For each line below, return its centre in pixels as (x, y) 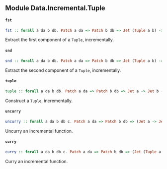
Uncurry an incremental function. (39, 131)
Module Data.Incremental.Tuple (55, 8)
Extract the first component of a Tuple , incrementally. (60, 40)
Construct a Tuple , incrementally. (39, 101)
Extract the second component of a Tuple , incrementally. (63, 70)
